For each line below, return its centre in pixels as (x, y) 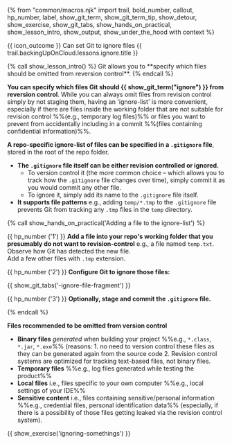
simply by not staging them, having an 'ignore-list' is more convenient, (107, 102)
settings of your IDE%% (51, 390)
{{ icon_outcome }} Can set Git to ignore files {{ (74, 45)
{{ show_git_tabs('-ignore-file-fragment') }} (69, 285)
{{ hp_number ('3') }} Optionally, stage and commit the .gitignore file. (109, 299)
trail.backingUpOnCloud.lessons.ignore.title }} (73, 53)
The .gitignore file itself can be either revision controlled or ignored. (118, 165)
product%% (34, 376)
